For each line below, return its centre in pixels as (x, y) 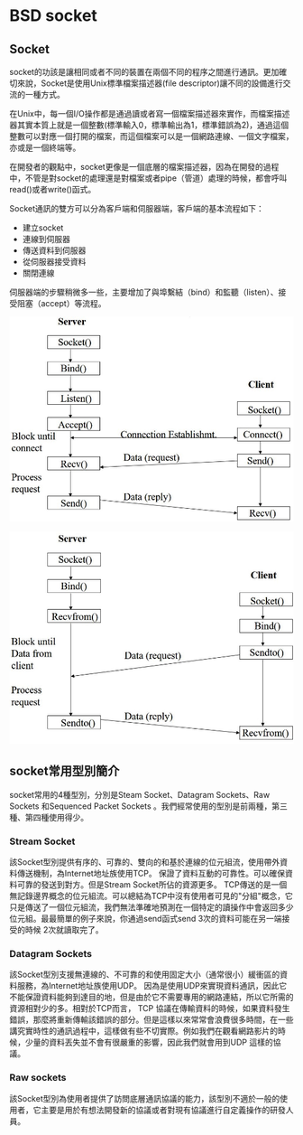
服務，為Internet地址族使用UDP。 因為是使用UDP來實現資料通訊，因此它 (152, 986)
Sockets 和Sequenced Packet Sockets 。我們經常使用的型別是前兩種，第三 (149, 806)
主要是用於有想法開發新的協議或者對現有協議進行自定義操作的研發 (163, 1110)
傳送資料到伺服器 (54, 250)
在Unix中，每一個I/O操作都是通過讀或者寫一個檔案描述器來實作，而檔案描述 (150, 113)
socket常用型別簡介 (64, 771)
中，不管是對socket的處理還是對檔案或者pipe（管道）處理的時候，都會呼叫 (148, 178)
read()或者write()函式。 (53, 189)
